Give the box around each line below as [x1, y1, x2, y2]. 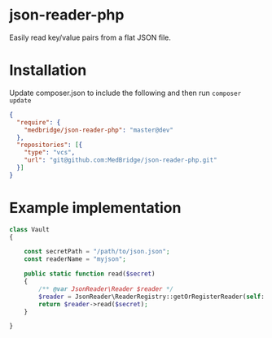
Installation [9, 61, 87, 80]
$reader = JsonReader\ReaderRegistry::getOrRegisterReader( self [38, 292, 261, 301]
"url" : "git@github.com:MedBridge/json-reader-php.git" [24, 156, 218, 164]
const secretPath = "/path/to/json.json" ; [24, 248, 170, 256]
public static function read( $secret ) [24, 270, 156, 278]
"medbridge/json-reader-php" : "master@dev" [24, 126, 174, 134]
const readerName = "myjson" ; [24, 255, 127, 263]
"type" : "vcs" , [24, 149, 76, 157]
